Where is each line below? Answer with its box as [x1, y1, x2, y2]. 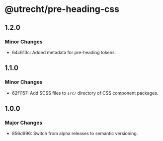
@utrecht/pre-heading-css [4, 3, 120, 15]
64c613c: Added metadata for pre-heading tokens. [11, 49, 116, 55]
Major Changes [4, 119, 43, 126]
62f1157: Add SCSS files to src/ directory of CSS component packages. [11, 90, 159, 96]
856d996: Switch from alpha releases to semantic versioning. [11, 131, 138, 137]
